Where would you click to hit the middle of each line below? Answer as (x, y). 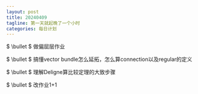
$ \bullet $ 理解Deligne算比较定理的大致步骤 (61, 72)
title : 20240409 (27, 17)
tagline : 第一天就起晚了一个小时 (43, 23)
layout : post (23, 12)
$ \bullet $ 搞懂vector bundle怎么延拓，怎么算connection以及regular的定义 (99, 59)
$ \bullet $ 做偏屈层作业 (36, 46)
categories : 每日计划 (32, 29)
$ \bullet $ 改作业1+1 (32, 85)
